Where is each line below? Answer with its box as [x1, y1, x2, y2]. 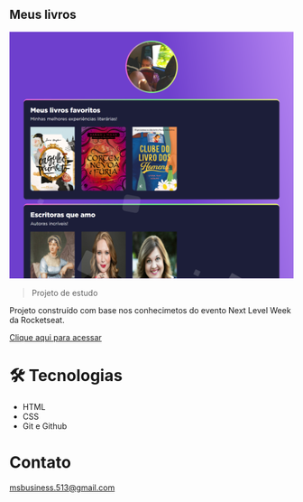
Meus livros [9, 7, 77, 23]
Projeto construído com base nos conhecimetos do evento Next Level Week [9, 304, 291, 315]
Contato [9, 452, 72, 472]
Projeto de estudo [31, 287, 98, 298]
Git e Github [22, 420, 68, 432]
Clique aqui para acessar [9, 331, 102, 342]
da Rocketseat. [9, 314, 65, 325]
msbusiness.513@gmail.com [9, 482, 115, 493]
